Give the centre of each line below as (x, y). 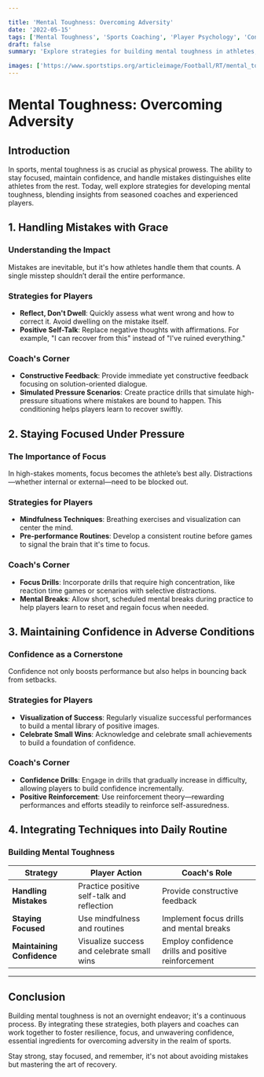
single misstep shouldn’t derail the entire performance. (97, 276)
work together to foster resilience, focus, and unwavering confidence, (121, 1033)
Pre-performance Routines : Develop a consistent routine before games (136, 536)
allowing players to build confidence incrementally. (102, 788)
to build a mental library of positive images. (89, 726)
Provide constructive (200, 890)
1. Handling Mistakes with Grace (88, 228)
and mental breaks (196, 928)
